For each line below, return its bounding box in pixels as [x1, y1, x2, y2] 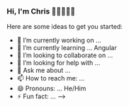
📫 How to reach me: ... [16, 74, 85, 83]
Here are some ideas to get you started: [6, 23, 123, 31]
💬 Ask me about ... [16, 66, 71, 75]
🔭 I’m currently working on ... [16, 36, 101, 45]
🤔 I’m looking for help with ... [16, 59, 101, 67]
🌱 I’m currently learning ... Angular [16, 44, 118, 52]
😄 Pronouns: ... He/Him [16, 84, 86, 93]
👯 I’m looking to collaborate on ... [16, 51, 113, 59]
